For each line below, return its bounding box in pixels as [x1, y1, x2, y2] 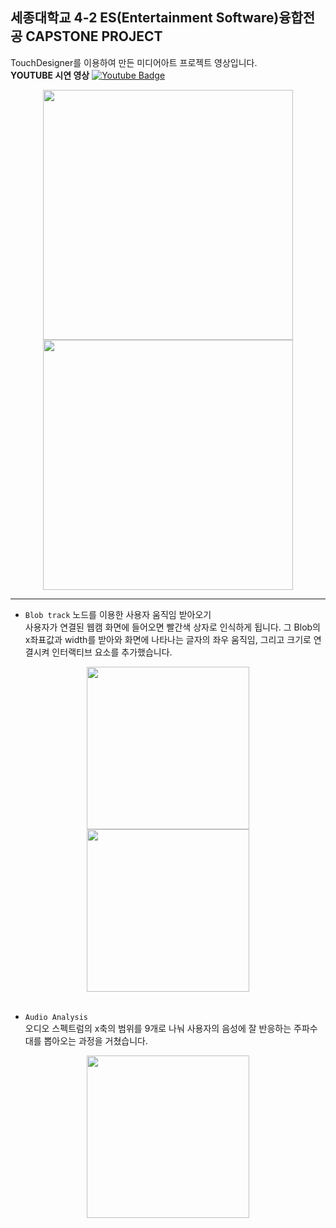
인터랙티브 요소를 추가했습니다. [51, 646, 173, 658]
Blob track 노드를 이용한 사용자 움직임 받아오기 [24, 608, 212, 620]
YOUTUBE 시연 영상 [10, 69, 90, 81]
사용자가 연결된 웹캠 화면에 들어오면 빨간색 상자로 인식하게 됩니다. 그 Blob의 [24, 621, 322, 633]
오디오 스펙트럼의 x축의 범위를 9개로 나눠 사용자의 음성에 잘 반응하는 [24, 1022, 292, 1034]
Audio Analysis [24, 1012, 89, 1022]
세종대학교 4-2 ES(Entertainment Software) [10, 9, 280, 27]
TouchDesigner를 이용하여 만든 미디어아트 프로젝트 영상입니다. [10, 56, 258, 68]
